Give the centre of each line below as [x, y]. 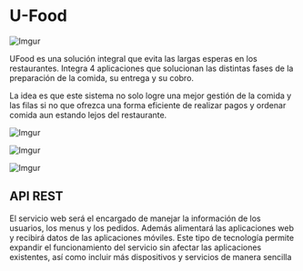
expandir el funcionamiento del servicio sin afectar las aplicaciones [136, 247]
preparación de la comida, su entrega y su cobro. [101, 77]
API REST [36, 196]
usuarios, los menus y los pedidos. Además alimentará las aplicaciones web [151, 227]
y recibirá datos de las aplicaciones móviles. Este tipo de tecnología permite [151, 237]
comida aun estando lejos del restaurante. [88, 115]
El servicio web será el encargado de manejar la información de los [135, 218]
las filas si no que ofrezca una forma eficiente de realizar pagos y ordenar [148, 105]
